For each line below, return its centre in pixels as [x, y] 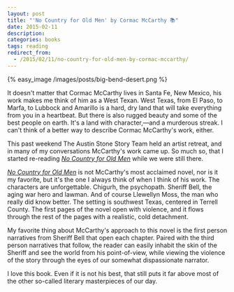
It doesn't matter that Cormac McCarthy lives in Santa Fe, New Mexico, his [115, 92]
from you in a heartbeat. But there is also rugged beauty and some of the [112, 115]
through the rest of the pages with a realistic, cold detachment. [98, 216]
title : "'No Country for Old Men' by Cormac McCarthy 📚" [93, 20]
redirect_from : [29, 53]
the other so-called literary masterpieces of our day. [82, 281]
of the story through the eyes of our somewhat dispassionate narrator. [108, 260]
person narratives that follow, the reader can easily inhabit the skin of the [112, 245]
